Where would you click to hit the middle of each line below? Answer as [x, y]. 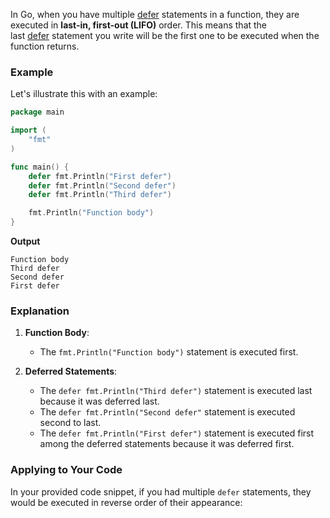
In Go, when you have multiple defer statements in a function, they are [155, 14]
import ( [28, 130]
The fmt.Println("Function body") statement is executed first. [169, 352]
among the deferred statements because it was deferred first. [167, 444]
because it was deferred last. [99, 401]
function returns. [45, 46]
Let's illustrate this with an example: [84, 94]
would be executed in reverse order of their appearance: [126, 502]
